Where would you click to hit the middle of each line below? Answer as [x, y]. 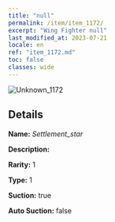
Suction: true [30, 195]
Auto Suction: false [40, 210]
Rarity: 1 [22, 164]
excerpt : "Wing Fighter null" [58, 30]
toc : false [26, 60]
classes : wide [32, 67]
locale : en [26, 45]
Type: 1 [20, 180]
